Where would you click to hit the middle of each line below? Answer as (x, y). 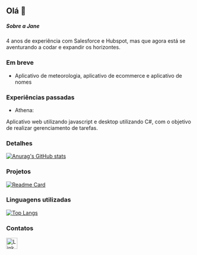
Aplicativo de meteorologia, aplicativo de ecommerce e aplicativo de (98, 75)
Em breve (20, 63)
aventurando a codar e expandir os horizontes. (63, 47)
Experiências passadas (40, 97)
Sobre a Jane (23, 26)
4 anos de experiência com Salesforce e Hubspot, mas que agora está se (96, 41)
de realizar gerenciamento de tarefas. (52, 128)
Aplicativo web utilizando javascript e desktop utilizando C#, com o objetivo (99, 122)
